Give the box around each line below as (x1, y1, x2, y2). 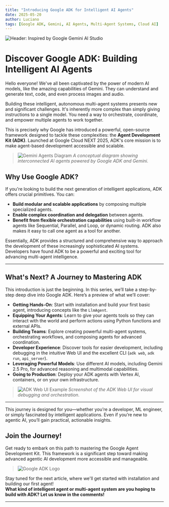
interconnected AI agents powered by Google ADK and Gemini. (17, 158, 149, 164)
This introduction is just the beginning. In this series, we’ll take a (5, 286, 138, 293)
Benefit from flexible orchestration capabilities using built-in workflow (12, 217, 161, 223)
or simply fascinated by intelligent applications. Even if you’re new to (5, 412, 147, 418)
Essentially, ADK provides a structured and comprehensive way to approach (5, 238, 163, 244)
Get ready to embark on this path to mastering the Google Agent (5, 445, 139, 451)
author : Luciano (5, 17, 39, 22)
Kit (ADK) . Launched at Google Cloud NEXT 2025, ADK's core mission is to (5, 137, 161, 144)
